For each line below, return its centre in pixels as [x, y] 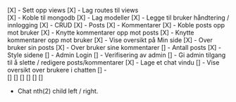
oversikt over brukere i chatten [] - [57, 70]
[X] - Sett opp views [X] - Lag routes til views [73, 10]
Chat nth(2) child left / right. [58, 91]
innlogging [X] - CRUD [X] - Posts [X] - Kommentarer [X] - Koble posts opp [116, 25]
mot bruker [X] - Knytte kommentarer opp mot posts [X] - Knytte [101, 32]
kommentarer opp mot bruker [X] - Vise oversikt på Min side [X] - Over [110, 40]
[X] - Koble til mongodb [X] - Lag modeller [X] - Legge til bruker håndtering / [118, 18]
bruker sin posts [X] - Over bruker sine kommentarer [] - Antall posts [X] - [114, 47]
